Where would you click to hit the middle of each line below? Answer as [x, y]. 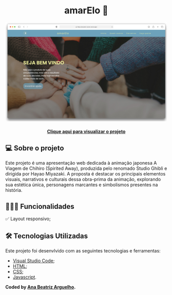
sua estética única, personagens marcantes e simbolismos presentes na [82, 185]
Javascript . [25, 277]
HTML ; [20, 266]
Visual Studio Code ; [34, 261]
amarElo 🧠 [86, 11]
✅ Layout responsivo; [28, 219]
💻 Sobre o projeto [35, 148]
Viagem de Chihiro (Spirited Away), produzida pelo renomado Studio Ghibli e [86, 168]
